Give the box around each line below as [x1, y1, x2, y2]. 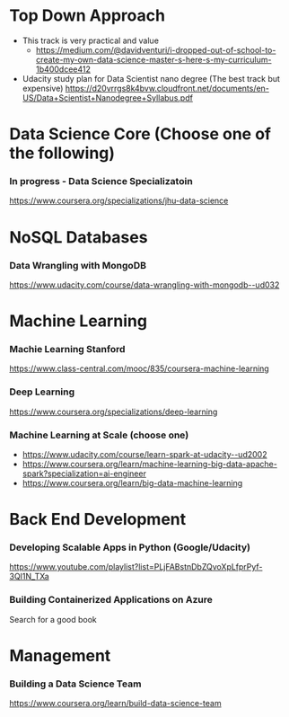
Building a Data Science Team [9, 677, 142, 690]
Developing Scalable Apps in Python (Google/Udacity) [9, 541, 251, 553]
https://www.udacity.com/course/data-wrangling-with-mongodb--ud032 [9, 279, 280, 290]
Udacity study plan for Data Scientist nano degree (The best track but [22, 73, 281, 84]
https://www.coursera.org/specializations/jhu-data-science [9, 195, 229, 207]
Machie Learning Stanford [9, 343, 126, 356]
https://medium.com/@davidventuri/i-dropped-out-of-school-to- [35, 44, 276, 55]
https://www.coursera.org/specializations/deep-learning [9, 406, 218, 417]
